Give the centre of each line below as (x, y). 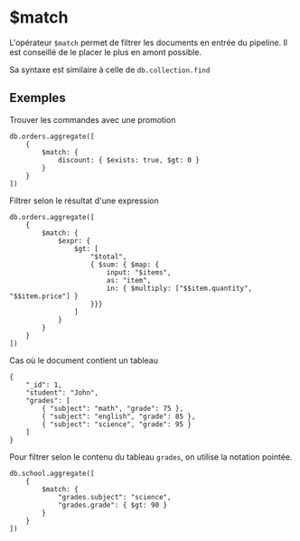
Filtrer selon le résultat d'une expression (84, 201)
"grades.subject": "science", (114, 497)
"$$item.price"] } (44, 296)
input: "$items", (139, 272)
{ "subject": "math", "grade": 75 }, (112, 408)
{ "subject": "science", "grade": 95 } (117, 424)
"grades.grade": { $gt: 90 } (112, 505)
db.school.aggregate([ (52, 473)
